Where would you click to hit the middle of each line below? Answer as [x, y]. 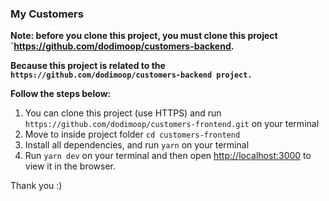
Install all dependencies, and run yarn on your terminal [137, 145]
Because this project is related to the [88, 66]
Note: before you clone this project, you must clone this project [144, 36]
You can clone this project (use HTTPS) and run [123, 113]
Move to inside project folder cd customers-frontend [132, 134]
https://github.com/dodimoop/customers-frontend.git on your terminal [172, 124]
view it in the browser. [70, 166]
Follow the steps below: [61, 94]
